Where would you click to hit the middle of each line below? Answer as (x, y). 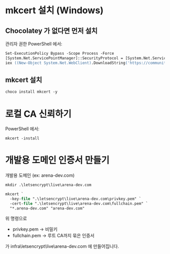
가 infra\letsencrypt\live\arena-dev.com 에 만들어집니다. (62, 246)
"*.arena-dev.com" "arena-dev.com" (47, 208)
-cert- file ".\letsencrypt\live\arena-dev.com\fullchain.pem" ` (79, 203)
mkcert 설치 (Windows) (54, 10)
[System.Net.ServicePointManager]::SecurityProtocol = (64, 58)
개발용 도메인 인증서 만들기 (57, 160)
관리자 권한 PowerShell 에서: (34, 44)
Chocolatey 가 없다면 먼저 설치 (51, 31)
